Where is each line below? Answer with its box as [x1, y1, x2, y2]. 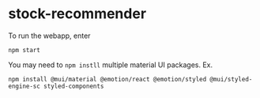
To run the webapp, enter [8, 31, 91, 40]
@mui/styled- [209, 75, 253, 83]
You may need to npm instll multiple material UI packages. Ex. [8, 60, 213, 70]
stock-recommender [8, 5, 147, 23]
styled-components [43, 82, 104, 90]
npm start [8, 46, 41, 54]
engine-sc [8, 82, 41, 90]
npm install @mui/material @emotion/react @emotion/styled [8, 75, 207, 83]
